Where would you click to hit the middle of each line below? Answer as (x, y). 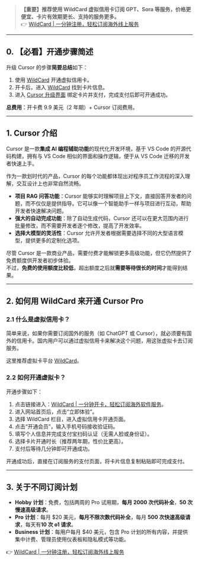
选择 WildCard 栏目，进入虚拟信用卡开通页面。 (72, 419)
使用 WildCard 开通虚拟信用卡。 (54, 80)
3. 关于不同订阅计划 (42, 487)
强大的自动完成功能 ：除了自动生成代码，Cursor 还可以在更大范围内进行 (102, 218)
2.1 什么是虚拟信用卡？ (38, 319)
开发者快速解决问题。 (41, 211)
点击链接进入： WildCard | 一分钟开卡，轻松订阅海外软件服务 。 (91, 404)
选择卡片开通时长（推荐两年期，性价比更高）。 (70, 441)
